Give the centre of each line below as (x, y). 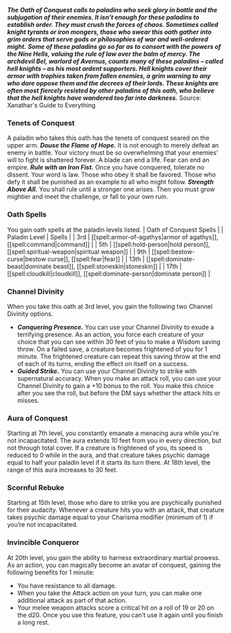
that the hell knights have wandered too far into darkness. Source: (104, 98)
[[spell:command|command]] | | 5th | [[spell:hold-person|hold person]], (109, 244)
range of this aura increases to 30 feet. (63, 470)
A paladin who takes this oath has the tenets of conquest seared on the (109, 138)
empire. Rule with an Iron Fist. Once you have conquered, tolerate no (106, 168)
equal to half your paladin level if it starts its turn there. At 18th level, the (109, 463)
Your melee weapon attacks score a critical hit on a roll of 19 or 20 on (115, 607)
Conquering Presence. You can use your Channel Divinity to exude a (115, 327)
